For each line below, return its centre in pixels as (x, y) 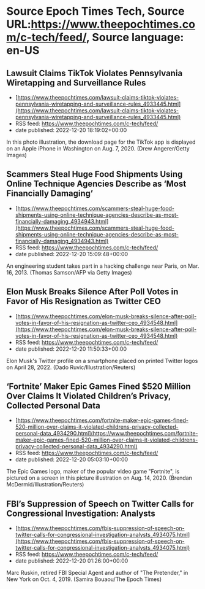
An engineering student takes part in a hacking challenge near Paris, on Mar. (103, 266)
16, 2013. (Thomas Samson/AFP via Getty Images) (69, 272)
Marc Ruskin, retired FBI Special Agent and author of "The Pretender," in (97, 573)
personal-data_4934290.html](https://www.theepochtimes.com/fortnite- (106, 434)
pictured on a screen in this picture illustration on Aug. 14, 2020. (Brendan (99, 478)
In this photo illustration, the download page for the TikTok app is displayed (101, 142)
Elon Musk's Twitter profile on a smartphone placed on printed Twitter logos (102, 361)
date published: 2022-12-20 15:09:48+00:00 (72, 254)
